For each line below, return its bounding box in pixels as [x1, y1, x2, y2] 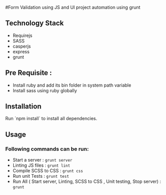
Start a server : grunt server [12, 157, 73, 163]
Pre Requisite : [5, 68, 52, 77]
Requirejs [12, 32, 32, 38]
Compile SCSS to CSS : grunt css [12, 168, 83, 174]
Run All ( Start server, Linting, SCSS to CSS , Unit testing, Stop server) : [12, 178, 161, 184]
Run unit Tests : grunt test [12, 173, 70, 179]
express [12, 48, 29, 55]
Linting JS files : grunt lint [12, 162, 71, 169]
